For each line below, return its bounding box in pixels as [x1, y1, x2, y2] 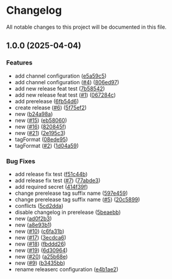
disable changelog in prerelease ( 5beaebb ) [14, 209, 121, 216]
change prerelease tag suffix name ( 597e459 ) [14, 189, 128, 197]
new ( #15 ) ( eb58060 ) [14, 116, 67, 124]
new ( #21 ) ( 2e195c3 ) [14, 129, 66, 136]
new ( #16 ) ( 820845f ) [14, 123, 67, 130]
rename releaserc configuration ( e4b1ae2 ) [14, 265, 119, 272]
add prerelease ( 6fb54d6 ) [14, 97, 79, 105]
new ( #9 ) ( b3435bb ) [14, 259, 66, 266]
